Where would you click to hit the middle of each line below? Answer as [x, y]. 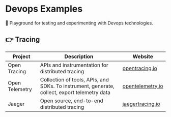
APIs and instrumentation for [74, 65]
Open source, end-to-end [72, 101]
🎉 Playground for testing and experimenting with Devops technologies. [79, 23]
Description [79, 56]
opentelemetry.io [143, 86]
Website [143, 56]
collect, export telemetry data [75, 92]
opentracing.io [140, 68]
